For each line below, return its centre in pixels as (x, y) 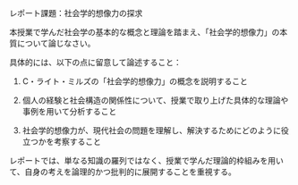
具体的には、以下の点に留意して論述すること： (95, 62)
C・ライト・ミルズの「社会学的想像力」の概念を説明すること (135, 81)
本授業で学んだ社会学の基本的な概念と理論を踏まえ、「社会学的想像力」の (145, 32)
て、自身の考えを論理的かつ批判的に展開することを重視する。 (123, 172)
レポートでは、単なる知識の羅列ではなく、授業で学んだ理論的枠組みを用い (146, 160)
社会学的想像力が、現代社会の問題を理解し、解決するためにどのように (152, 130)
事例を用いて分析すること (69, 111)
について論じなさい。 (56, 43)
